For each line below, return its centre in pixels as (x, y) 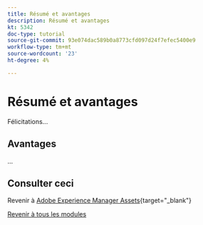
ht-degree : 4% (28, 61)
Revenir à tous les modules (47, 214)
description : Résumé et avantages (59, 21)
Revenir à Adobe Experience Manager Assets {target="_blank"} (100, 201)
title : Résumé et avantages (49, 14)
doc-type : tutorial (36, 34)
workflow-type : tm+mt (40, 47)
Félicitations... (28, 121)
